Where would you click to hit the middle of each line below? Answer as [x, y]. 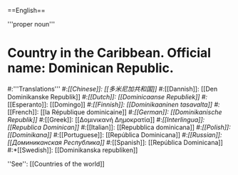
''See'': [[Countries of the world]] [56, 164]
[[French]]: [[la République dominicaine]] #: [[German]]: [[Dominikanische [115, 112]
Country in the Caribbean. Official [109, 53]
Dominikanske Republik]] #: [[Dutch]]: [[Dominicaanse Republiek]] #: [108, 96]
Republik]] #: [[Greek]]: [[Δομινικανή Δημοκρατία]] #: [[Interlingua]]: [106, 119]
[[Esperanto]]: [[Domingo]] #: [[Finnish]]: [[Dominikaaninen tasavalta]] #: [114, 104]
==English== [26, 10]
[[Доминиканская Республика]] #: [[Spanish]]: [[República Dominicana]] [115, 142]
